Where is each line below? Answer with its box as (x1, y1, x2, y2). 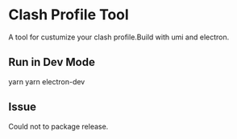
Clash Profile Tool (8, 6, 129, 24)
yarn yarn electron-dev (8, 76, 85, 86)
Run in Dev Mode (8, 55, 95, 69)
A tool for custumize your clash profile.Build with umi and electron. (8, 32, 230, 42)
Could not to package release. (8, 121, 109, 131)
